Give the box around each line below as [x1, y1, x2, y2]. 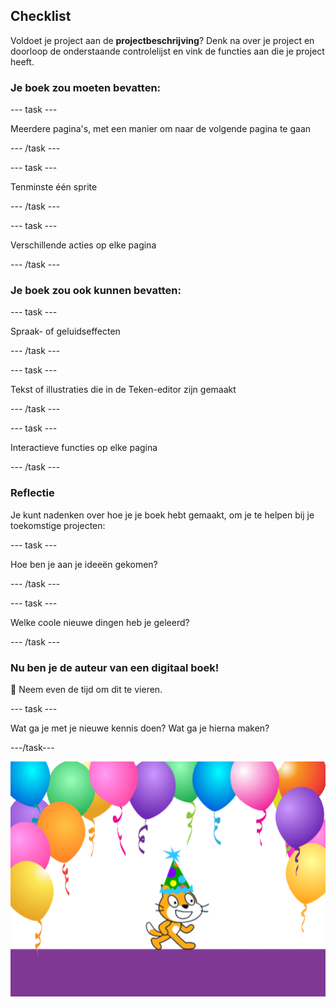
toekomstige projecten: [10, 519, 106, 531]
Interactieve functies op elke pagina [10, 442, 158, 454]
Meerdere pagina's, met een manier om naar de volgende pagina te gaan [10, 123, 312, 135]
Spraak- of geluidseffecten [10, 325, 121, 338]
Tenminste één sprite [10, 181, 98, 193]
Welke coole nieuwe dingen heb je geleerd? [10, 616, 190, 628]
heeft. [10, 55, 35, 68]
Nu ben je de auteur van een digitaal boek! [10, 660, 220, 674]
